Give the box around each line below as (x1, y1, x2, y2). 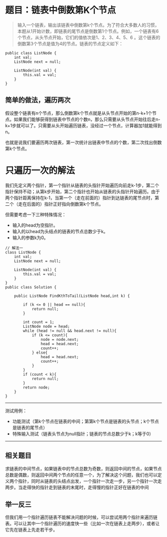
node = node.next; (40, 337, 79, 342)
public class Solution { (5, 284, 57, 289)
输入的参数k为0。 (12, 235, 49, 241)
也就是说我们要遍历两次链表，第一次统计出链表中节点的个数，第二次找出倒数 (5, 139, 162, 145)
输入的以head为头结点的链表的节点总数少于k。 (12, 228, 108, 234)
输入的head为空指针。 (12, 222, 58, 228)
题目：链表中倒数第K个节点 (5, 4, 116, 16)
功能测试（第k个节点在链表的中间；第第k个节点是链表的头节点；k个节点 (12, 418, 159, 424)
